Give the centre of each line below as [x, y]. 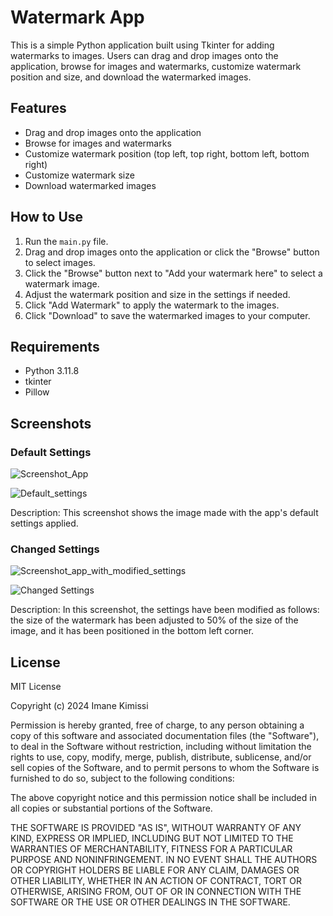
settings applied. [44, 523]
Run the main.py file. [66, 241]
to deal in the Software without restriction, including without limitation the [161, 747]
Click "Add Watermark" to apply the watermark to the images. [152, 305]
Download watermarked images [90, 185]
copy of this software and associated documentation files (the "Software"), [165, 736]
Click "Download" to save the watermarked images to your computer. [167, 315]
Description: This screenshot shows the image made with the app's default [164, 513]
